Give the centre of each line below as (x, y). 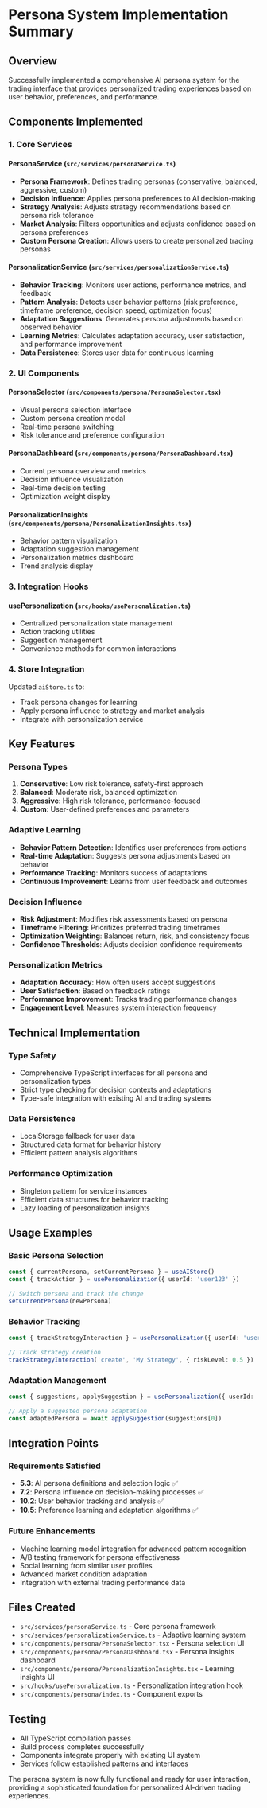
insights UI (37, 1677)
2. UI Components (44, 373)
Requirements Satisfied (54, 1466)
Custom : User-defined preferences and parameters (104, 809)
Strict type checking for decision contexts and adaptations (116, 1089)
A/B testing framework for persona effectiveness (100, 1557)
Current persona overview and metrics (83, 471)
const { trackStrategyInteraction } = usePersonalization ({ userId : (124, 1338)
